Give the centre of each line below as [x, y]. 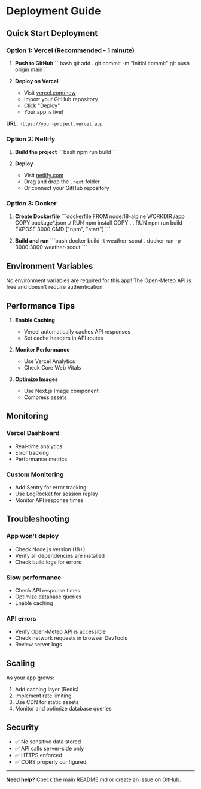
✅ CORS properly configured [51, 761]
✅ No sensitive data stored [48, 742]
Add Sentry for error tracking [51, 488]
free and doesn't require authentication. [55, 287]
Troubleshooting [38, 519]
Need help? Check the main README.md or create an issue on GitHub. [94, 779]
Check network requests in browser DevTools [71, 638]
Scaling [21, 663]
